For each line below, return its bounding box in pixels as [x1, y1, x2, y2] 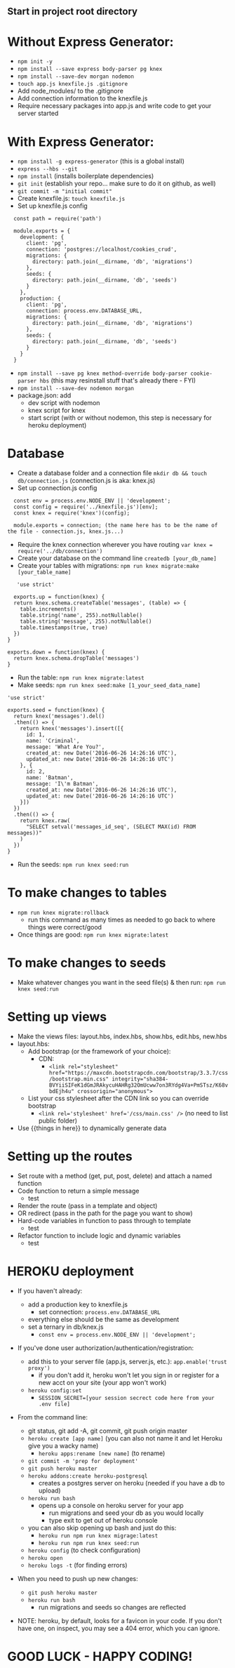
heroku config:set [27, 1386, 82, 1394]
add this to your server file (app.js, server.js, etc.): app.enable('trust [27, 1357, 227, 1365]
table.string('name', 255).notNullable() [20, 612, 142, 619]
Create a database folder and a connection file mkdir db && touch [17, 469, 207, 477]
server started [17, 109, 59, 118]
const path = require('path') [13, 216, 102, 223]
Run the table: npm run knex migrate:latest [17, 673, 145, 682]
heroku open [27, 1554, 63, 1561]
